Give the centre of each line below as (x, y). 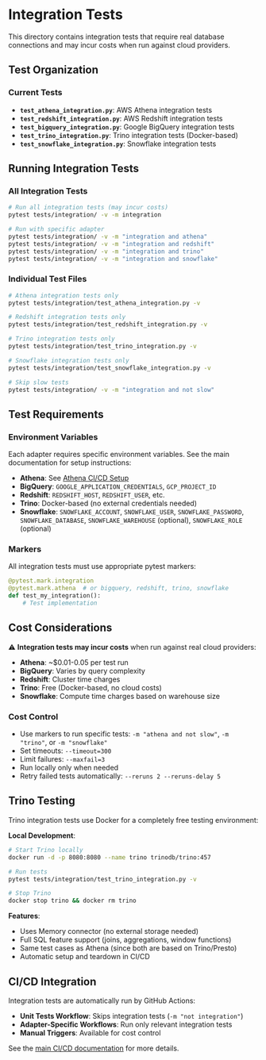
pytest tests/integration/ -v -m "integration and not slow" (112, 390)
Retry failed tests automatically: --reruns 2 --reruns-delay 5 (120, 776)
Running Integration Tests (73, 169)
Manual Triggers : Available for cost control (90, 1032)
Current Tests (35, 93)
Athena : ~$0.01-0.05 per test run (74, 662)
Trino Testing (42, 801)
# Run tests (28, 872)
